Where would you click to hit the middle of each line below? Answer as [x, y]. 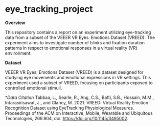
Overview [15, 23]
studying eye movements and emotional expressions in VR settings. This [78, 77]
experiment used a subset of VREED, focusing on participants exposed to [79, 83]
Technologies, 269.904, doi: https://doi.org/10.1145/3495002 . [67, 118]
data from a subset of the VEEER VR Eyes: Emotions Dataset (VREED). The [80, 37]
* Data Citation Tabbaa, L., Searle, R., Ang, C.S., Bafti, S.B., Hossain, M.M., [80, 97]
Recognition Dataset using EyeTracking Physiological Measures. [70, 108]
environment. [18, 53]
